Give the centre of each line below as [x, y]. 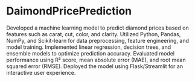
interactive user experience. [41, 72]
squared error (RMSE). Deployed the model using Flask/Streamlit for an [94, 66]
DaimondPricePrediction [69, 11]
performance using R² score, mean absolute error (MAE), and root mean [96, 60]
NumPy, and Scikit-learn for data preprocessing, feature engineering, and [97, 40]
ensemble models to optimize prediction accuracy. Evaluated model [91, 53]
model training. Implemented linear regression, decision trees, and [89, 47]
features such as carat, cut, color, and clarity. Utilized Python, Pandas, [94, 34]
